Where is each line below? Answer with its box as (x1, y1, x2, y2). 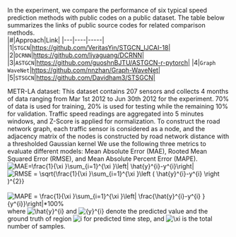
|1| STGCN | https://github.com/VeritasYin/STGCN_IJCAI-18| (7, 44, 171, 51)
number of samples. (7, 222, 66, 230)
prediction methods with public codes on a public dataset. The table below (7, 13, 225, 22)
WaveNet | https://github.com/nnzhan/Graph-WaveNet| (7, 66, 161, 74)
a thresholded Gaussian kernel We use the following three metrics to (7, 140, 206, 147)
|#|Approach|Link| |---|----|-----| (7, 36, 105, 44)
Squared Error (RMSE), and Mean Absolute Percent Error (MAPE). (7, 154, 198, 163)
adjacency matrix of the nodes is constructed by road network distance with (7, 132, 230, 140)
